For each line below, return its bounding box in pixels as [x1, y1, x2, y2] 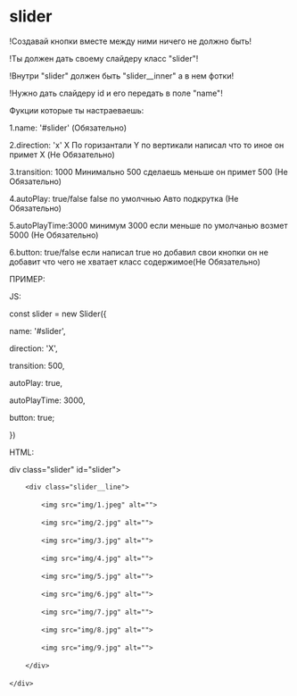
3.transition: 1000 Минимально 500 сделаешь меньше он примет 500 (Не [9, 166, 288, 177]
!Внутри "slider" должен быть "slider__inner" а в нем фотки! [9, 70, 235, 81]
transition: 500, [9, 360, 65, 371]
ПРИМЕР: [9, 273, 45, 284]
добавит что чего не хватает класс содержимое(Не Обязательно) [9, 256, 261, 267]
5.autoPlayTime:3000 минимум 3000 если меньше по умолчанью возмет [9, 220, 288, 231]
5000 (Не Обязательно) [9, 230, 99, 240]
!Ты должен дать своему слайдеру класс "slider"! [9, 53, 199, 63]
